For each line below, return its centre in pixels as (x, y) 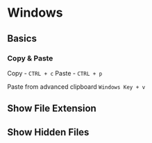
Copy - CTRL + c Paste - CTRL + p (55, 73)
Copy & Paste (30, 58)
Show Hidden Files (48, 132)
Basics (22, 39)
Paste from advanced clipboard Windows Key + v (76, 86)
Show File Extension (52, 109)
